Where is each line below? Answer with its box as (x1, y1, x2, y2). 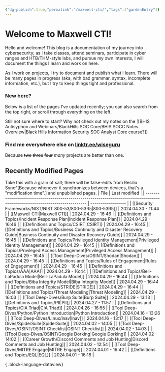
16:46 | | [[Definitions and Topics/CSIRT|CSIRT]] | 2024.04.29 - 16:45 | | (5, 221, 151, 227)
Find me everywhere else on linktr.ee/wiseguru (5, 141, 121, 148)
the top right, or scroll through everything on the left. (5, 109, 112, 114)
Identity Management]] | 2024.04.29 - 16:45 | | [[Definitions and (5, 242, 134, 248)
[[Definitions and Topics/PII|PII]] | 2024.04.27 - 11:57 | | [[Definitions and (5, 299, 152, 305)
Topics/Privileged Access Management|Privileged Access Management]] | (5, 247, 157, 253)
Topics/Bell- (127, 268, 152, 274)
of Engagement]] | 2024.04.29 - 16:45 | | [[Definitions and (5, 263, 123, 269)
